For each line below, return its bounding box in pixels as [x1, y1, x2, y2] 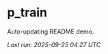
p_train [7, 5, 48, 21]
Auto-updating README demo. [7, 27, 94, 36]
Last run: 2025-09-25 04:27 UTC [7, 40, 101, 49]
